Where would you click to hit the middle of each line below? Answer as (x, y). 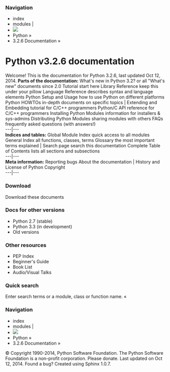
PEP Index (23, 256)
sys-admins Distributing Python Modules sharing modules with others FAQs (84, 119)
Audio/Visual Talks (32, 272)
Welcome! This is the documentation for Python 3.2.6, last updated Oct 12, (83, 76)
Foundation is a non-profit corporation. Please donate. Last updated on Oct (84, 358)
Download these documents (35, 197)
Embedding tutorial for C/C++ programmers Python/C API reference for (80, 108)
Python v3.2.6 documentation (70, 61)
